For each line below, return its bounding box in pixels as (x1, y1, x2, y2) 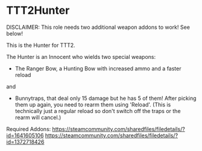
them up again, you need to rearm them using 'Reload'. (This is (14, 100, 171, 108)
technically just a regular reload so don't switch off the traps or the (14, 107, 181, 114)
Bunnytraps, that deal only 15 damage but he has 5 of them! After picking (14, 94, 197, 102)
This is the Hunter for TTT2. (6, 42, 75, 49)
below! (6, 29, 23, 37)
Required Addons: (6, 125, 51, 132)
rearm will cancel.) (14, 114, 62, 121)
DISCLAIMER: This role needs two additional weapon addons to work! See (6, 23, 190, 31)
